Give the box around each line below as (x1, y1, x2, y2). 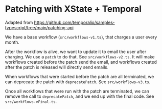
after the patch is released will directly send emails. (5, 64, 109, 70)
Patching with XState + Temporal (5, 3, 142, 15)
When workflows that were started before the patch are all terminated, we (5, 73, 154, 79)
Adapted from (5, 19, 33, 25)
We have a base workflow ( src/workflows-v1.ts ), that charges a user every (5, 34, 158, 40)
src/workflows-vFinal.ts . (5, 98, 57, 104)
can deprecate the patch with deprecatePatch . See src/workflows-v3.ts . (5, 79, 151, 85)
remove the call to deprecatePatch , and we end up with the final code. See (5, 93, 154, 99)
